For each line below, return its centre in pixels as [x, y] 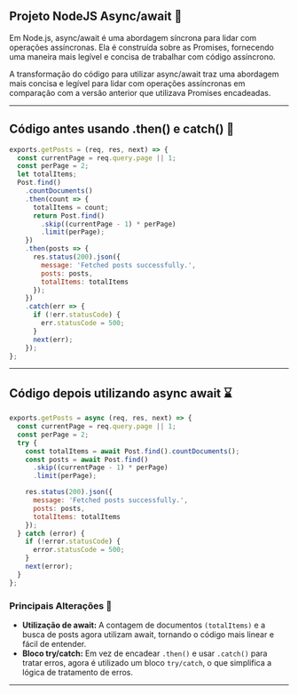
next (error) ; [49, 567]
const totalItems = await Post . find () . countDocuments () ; [133, 451]
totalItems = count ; [71, 207]
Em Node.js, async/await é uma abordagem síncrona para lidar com [133, 37]
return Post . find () [68, 216]
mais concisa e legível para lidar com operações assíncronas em [127, 83]
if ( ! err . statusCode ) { [77, 315]
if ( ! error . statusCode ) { [73, 542]
